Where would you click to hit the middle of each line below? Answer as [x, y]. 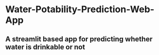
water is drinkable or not [45, 47]
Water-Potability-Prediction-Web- [80, 9]
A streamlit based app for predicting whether [79, 39]
